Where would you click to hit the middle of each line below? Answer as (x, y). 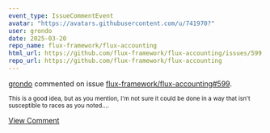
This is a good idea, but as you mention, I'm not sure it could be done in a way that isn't (129, 98)
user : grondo (30, 31)
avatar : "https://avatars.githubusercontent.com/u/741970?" (112, 23)
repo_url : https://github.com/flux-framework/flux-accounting (115, 61)
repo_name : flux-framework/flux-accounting (83, 46)
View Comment (34, 120)
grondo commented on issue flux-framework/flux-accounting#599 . (120, 83)
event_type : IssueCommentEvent (61, 16)
